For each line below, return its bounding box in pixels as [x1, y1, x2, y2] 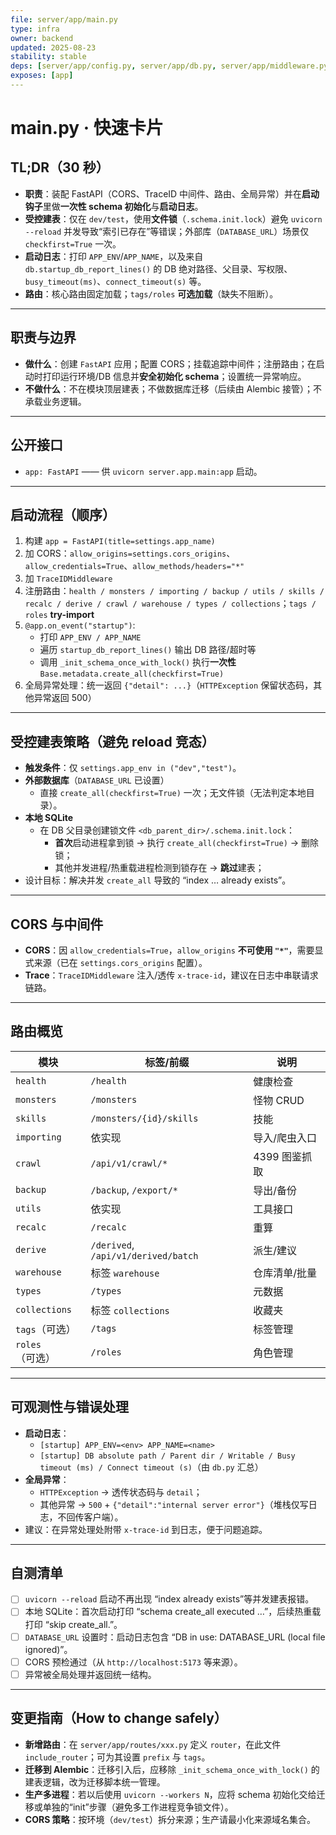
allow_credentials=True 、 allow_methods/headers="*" [24, 560, 245, 572]
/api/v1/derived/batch [90, 1250, 199, 1261]
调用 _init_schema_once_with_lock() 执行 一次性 [39, 656, 237, 668]
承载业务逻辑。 [24, 395, 87, 407]
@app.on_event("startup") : [24, 619, 136, 631]
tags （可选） [15, 1322, 77, 1336]
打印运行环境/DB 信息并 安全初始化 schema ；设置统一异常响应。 [42, 370, 307, 382]
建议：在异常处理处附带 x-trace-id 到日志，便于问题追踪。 [24, 1523, 268, 1535]
